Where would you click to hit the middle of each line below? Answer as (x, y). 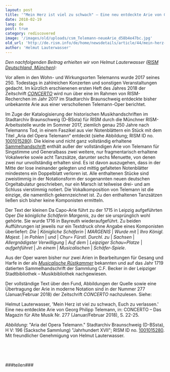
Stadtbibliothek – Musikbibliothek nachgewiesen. (56, 274)
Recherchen (18, 99)
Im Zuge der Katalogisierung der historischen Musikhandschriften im (77, 114)
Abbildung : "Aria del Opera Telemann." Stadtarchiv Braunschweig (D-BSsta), (85, 324)
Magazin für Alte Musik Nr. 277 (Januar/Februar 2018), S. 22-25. (72, 315)
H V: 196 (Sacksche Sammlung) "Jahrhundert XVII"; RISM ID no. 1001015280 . (85, 330)
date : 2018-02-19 (24, 19)
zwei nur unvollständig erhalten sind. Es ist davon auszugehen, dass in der (83, 162)
